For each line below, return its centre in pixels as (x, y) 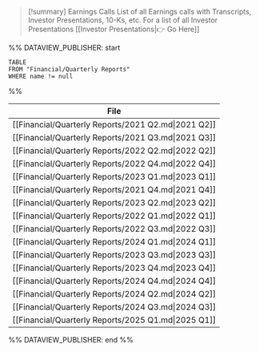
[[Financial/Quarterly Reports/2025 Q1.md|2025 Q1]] (114, 320)
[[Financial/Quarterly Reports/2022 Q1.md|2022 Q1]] (114, 216)
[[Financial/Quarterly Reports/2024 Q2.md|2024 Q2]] (114, 294)
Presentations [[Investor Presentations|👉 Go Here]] (114, 29)
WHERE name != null (41, 76)
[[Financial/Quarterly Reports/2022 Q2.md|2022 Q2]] (114, 150)
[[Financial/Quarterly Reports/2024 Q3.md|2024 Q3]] (114, 307)
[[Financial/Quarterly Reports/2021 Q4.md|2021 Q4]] (114, 190)
